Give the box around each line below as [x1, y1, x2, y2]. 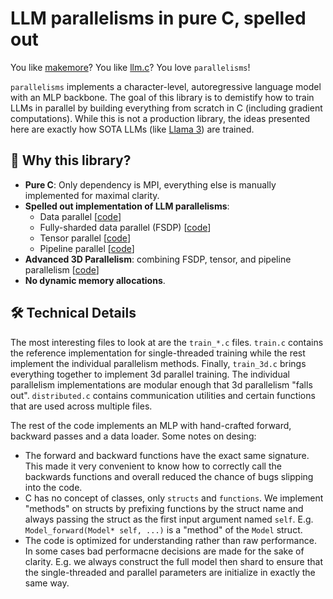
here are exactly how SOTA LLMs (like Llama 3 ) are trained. [10, 123, 255, 135]
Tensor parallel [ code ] [39, 232, 131, 244]
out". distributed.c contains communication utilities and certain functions [10, 389, 316, 401]
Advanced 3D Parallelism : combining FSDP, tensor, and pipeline [24, 253, 292, 265]
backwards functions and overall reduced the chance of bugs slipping [24, 470, 314, 482]
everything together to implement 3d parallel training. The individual [10, 368, 290, 380]
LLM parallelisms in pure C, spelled [10, 7, 307, 30]
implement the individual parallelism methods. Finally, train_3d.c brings [10, 357, 307, 369]
